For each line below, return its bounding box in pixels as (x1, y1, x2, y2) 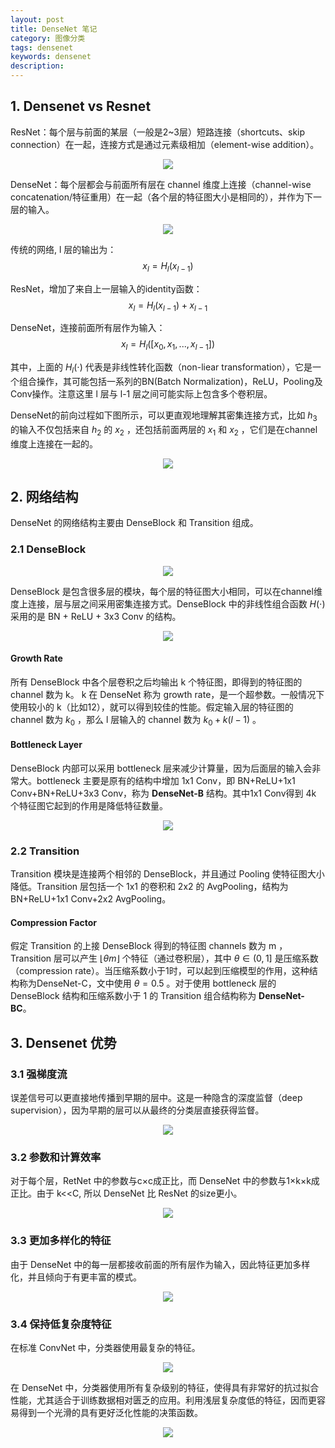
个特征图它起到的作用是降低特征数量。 (10, 799, 168, 811)
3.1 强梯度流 (10, 1067, 68, 1081)
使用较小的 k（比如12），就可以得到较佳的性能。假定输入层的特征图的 (10, 701, 294, 713)
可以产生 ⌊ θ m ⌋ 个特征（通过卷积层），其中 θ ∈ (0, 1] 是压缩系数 (62, 952, 319, 965)
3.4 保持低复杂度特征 (10, 1317, 112, 1331)
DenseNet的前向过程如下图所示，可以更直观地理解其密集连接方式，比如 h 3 (10, 409, 318, 423)
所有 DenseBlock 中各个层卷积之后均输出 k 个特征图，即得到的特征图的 (10, 676, 303, 688)
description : (10, 61, 65, 71)
